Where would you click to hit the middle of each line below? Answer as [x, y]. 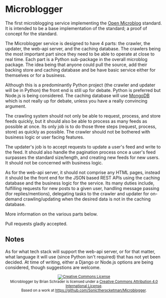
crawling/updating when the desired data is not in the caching [87, 199]
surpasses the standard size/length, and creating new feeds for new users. [82, 157]
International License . [84, 286]
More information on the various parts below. [51, 214]
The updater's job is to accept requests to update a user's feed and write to [83, 146]
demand [14, 199]
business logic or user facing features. [45, 137]
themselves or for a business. [36, 75]
